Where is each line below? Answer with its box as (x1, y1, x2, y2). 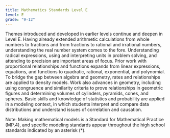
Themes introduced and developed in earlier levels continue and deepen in (5, 31, 163, 37)
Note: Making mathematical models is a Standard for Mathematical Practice (5, 117, 164, 123)
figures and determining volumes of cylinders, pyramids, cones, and (5, 90, 149, 97)
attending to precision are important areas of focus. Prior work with (5, 58, 147, 64)
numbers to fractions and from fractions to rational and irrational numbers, (5, 42, 162, 48)
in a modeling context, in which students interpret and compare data (5, 101, 149, 107)
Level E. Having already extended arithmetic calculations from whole (5, 36, 150, 42)
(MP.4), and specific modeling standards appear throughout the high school (5, 122, 165, 128)
